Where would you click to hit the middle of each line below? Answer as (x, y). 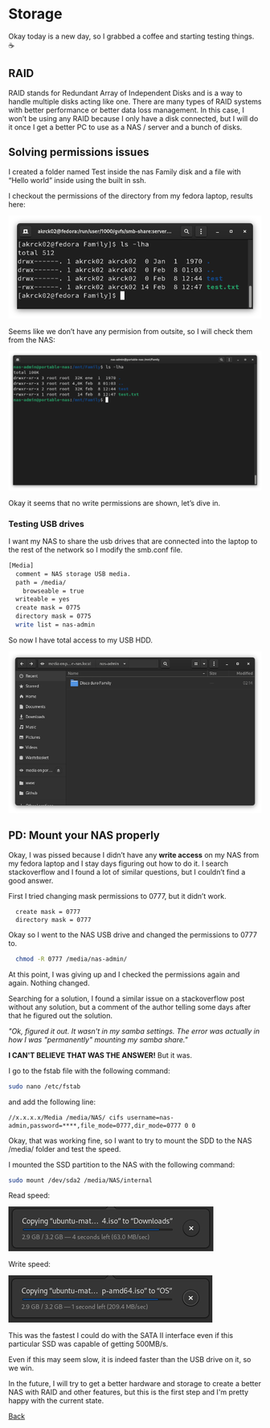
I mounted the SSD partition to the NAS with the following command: (122, 1165)
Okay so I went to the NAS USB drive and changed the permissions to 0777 (133, 934)
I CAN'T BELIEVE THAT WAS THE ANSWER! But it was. (100, 1055)
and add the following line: (52, 1102)
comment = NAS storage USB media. (73, 574)
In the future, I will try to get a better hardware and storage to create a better (135, 1384)
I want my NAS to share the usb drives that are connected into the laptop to (133, 541)
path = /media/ (41, 582)
